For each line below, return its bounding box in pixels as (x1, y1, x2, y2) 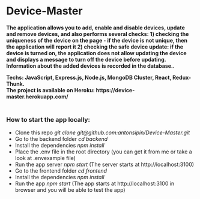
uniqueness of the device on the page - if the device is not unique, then (6, 37, 188, 44)
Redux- (172, 74, 192, 81)
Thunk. (6, 80, 25, 88)
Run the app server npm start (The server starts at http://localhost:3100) (14, 161, 194, 168)
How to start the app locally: (6, 115, 91, 123)
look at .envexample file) (14, 155, 76, 162)
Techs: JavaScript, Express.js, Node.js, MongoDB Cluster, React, (6, 74, 172, 81)
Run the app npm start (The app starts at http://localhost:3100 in (14, 180, 175, 187)
